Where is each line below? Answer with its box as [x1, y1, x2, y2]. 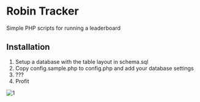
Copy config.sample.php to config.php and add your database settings [15, 64, 194, 72]
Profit [15, 77, 29, 84]
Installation [6, 42, 50, 52]
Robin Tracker [6, 4, 80, 18]
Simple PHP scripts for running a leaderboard [6, 24, 121, 32]
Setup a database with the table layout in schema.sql [15, 58, 149, 65]
